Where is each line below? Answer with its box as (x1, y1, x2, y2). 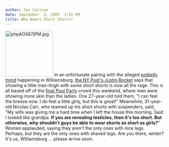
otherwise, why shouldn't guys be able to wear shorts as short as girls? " (5, 120, 160, 126)
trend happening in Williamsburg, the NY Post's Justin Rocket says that (5, 77, 153, 83)
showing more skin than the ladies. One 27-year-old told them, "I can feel (5, 93, 158, 99)
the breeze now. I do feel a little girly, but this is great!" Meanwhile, (5, 99, 144, 105)
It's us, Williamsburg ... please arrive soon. (5, 136, 93, 142)
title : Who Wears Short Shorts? (5, 17, 73, 22)
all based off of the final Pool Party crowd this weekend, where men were (5, 88, 158, 94)
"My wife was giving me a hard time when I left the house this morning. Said (5, 109, 163, 115)
